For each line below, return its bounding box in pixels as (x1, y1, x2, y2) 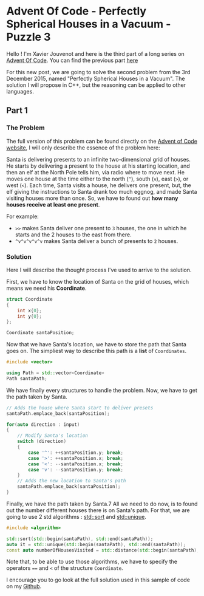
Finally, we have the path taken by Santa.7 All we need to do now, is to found (6, 500, 198, 507)
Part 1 (6, 105, 29, 116)
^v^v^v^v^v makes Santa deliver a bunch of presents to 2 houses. (15, 237, 178, 244)
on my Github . (6, 583, 42, 590)
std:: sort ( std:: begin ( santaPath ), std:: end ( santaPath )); (6, 536, 154, 542)
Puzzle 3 (6, 30, 51, 44)
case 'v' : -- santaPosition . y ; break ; (28, 467, 123, 473)
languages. (6, 87, 35, 95)
